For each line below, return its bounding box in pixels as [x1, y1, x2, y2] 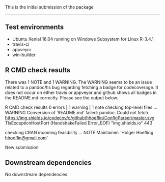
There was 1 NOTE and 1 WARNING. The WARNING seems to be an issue [5, 79, 152, 85]
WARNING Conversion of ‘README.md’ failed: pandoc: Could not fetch [5, 109, 148, 115]
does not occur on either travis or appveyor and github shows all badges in [5, 90, 157, 95]
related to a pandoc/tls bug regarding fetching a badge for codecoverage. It [5, 84, 159, 90]
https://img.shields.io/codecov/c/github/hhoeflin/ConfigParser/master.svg [5, 115, 155, 121]
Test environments [5, 23, 64, 31]
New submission [5, 144, 39, 150]
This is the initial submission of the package [5, 4, 94, 10]
